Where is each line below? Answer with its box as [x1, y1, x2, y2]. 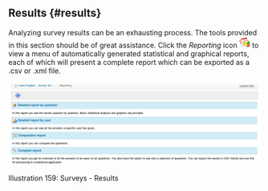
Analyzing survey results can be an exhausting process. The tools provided [8, 27, 258, 37]
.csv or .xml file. [8, 66, 62, 75]
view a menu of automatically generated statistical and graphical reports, [8, 48, 250, 59]
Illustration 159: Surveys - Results [8, 173, 119, 183]
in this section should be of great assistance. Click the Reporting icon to [8, 40, 259, 50]
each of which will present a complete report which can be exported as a [8, 57, 250, 67]
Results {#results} [8, 6, 102, 20]
